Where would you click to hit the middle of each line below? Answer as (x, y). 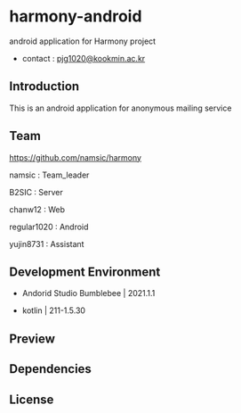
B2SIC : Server (36, 192)
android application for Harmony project (83, 41)
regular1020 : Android (49, 227)
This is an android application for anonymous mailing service (120, 108)
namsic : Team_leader (49, 175)
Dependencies (50, 369)
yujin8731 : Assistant (47, 244)
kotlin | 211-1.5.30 (54, 310)
